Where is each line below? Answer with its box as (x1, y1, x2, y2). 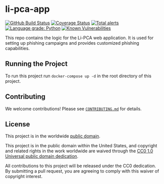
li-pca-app (5, 3, 50, 15)
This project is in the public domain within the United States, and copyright (5, 143, 158, 149)
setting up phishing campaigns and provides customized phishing (5, 40, 140, 46)
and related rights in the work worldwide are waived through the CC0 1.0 (5, 148, 154, 154)
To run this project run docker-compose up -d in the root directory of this (5, 73, 152, 79)
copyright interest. (5, 174, 43, 180)
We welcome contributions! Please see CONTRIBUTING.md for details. (5, 106, 142, 112)
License (5, 120, 30, 128)
